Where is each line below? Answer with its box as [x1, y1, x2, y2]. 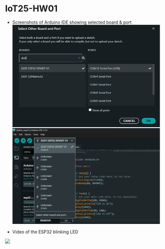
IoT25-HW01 [5, 3, 58, 14]
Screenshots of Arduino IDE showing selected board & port [12, 19, 132, 25]
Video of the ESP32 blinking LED [12, 229, 79, 235]
